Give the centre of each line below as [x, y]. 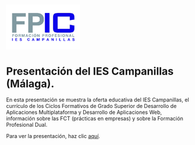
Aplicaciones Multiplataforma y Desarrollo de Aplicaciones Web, [84, 112]
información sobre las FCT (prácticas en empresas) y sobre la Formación [95, 119]
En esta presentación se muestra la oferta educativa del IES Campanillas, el [98, 100]
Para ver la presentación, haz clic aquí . [53, 136]
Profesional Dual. [27, 125]
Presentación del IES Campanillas [90, 71]
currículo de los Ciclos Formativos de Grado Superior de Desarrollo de [91, 106]
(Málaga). [30, 84]
